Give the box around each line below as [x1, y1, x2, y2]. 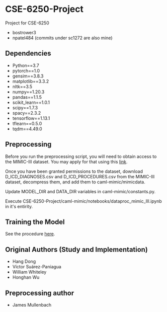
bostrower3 [12, 29, 36, 35]
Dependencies [5, 49, 51, 58]
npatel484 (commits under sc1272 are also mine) [12, 35, 113, 41]
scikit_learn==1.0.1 [12, 99, 50, 105]
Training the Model [5, 218, 65, 226]
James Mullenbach [12, 302, 52, 308]
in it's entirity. [5, 203, 33, 209]
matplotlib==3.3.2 [12, 78, 49, 84]
